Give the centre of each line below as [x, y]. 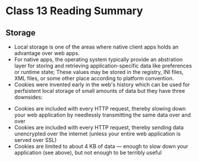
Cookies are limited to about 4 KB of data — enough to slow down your [101, 146]
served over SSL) [35, 140]
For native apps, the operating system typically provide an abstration [98, 59]
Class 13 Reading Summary [74, 11]
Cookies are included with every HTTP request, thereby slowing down [100, 108]
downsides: [28, 97]
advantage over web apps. [47, 53]
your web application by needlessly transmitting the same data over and [102, 115]
